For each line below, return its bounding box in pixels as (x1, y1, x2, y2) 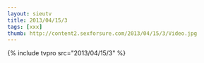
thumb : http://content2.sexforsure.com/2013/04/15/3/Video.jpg (7, 29, 198, 37)
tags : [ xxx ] (7, 23, 42, 30)
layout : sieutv (7, 10, 52, 17)
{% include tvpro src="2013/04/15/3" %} (7, 49, 126, 57)
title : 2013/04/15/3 (7, 17, 68, 24)
